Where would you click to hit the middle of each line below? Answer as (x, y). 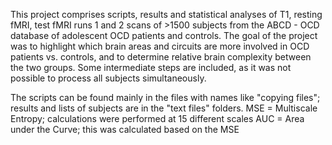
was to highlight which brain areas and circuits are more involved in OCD (160, 46)
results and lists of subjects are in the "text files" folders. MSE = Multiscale (164, 108)
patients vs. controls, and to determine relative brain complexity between (161, 57)
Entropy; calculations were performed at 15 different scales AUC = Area (157, 118)
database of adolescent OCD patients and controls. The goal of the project (164, 35)
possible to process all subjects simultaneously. (108, 78)
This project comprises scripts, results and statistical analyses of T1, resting (166, 14)
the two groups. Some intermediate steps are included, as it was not (151, 67)
